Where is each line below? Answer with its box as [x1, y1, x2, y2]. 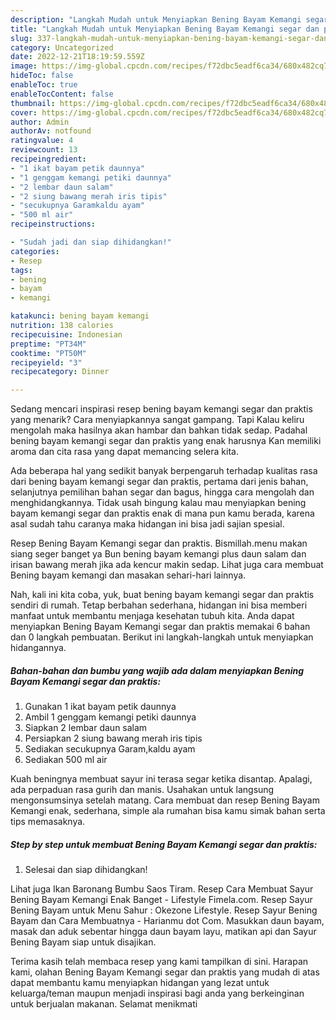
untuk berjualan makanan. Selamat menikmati [10, 998, 198, 1010]
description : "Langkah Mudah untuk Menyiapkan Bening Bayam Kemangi [10, 14, 302, 25]
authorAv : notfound [10, 126, 92, 136]
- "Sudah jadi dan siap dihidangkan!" [10, 237, 172, 247]
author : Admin [10, 117, 70, 127]
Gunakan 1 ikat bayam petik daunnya [24, 701, 177, 713]
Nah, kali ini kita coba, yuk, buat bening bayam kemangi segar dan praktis [10, 589, 315, 601]
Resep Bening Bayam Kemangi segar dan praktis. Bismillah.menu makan [10, 537, 308, 550]
